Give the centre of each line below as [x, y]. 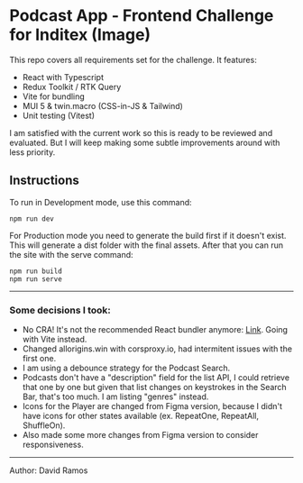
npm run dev [32, 219]
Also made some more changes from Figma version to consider [140, 435]
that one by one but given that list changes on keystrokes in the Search [154, 387]
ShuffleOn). [44, 425]
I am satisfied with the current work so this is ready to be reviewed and [141, 132]
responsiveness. [53, 445]
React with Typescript [63, 77]
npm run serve [36, 279]
